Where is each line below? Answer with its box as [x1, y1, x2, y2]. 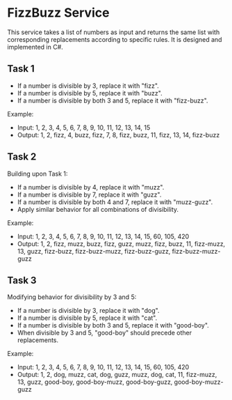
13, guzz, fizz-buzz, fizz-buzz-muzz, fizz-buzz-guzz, [17, 247, 171, 255]
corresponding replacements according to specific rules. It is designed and [7, 35, 222, 43]
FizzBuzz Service [7, 5, 110, 21]
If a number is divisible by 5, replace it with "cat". [17, 314, 158, 322]
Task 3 [7, 274, 37, 286]
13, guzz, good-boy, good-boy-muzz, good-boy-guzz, [17, 378, 173, 386]
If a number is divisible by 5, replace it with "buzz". [17, 89, 163, 97]
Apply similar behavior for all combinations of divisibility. [17, 205, 179, 213]
